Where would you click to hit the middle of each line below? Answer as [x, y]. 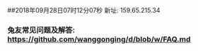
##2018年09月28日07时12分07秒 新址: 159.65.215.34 [84, 10]
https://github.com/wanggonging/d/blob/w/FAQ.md [99, 39]
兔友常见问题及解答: [41, 30]
